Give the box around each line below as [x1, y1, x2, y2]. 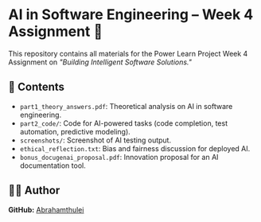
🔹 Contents [8, 80, 65, 94]
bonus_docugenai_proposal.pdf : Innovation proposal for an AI [19, 152, 219, 162]
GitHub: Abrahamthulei [8, 204, 84, 214]
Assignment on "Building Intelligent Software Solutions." [8, 57, 193, 67]
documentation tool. [19, 161, 86, 170]
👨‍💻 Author [8, 184, 60, 197]
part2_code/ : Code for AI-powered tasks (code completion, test [19, 118, 228, 128]
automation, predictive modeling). [19, 127, 131, 136]
